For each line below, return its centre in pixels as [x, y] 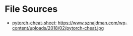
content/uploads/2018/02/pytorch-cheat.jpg [58, 28]
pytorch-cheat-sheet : [34, 23]
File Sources [31, 9]
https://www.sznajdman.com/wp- [93, 23]
